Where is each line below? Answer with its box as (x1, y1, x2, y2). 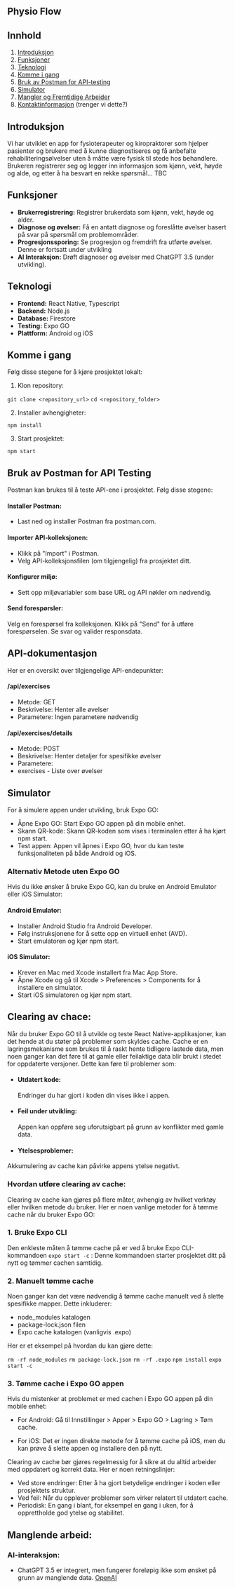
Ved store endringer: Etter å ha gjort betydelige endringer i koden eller (17, 1479, 221, 1487)
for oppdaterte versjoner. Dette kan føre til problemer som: (7, 1059, 177, 1068)
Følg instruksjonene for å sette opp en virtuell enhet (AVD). (17, 929, 187, 937)
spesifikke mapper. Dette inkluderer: (7, 1299, 112, 1308)
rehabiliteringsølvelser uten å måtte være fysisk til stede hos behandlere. (7, 154, 217, 163)
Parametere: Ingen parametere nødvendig (17, 713, 139, 721)
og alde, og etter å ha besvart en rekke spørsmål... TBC (7, 169, 167, 177)
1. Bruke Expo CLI (7, 1228, 67, 1238)
